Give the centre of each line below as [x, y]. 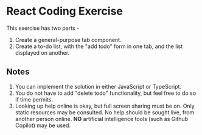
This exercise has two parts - [43, 28]
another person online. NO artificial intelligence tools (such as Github [102, 119]
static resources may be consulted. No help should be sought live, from [105, 112]
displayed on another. [42, 52]
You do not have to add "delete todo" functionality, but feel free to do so [106, 93]
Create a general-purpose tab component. [68, 40]
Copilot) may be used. [43, 125]
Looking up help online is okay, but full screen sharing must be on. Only [105, 106]
